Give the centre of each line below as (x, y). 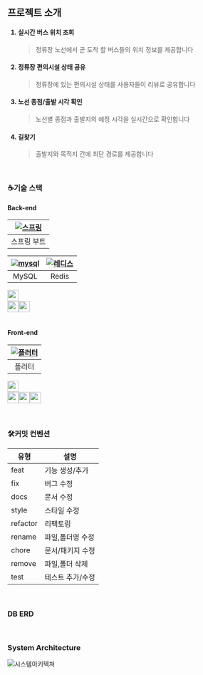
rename (24, 537)
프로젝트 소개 (35, 13)
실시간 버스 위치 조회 (46, 32)
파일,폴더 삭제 (66, 564)
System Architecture (44, 648)
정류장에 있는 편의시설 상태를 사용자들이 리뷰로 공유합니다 (115, 84)
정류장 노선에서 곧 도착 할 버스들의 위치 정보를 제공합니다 (114, 49)
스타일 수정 (62, 510)
